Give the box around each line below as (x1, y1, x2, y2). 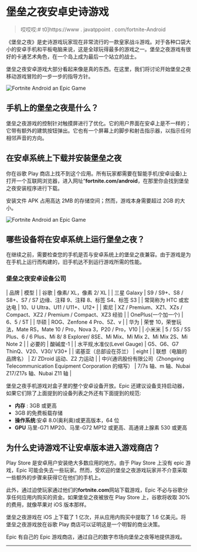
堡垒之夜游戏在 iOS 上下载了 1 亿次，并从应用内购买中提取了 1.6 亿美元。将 (6, 514, 186, 521)
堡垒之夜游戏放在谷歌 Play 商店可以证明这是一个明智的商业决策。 (6, 521, 163, 528)
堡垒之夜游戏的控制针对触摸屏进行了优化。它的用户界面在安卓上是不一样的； (6, 120, 191, 127)
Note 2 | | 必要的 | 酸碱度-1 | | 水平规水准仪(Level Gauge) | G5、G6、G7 (6, 340, 179, 347)
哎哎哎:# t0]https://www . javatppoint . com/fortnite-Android (20, 26, 166, 33)
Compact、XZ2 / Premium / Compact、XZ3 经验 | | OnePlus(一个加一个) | (6, 311, 184, 318)
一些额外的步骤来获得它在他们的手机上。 (6, 474, 104, 481)
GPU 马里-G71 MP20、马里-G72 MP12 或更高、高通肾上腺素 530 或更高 (14, 424, 188, 431)
